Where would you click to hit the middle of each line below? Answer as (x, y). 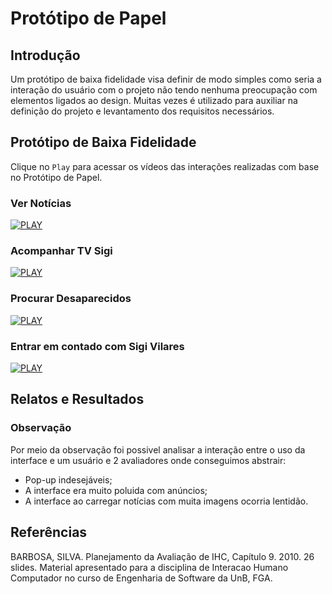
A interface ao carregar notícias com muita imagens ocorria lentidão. (166, 501)
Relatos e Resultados (77, 399)
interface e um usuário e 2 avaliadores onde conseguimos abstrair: (148, 460)
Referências (49, 532)
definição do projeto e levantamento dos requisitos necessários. (142, 111)
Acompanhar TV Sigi (61, 251)
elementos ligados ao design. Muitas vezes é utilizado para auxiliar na (154, 100)
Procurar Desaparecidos (71, 299)
